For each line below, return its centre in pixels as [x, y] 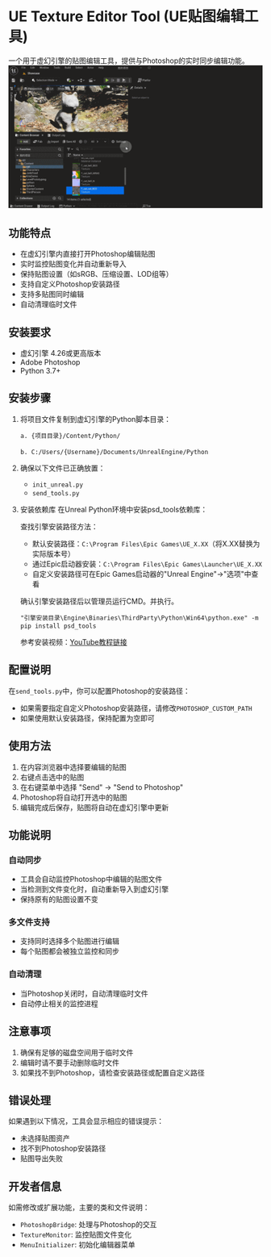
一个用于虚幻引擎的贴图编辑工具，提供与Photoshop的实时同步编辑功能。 [129, 61]
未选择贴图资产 [45, 1138]
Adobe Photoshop [50, 362]
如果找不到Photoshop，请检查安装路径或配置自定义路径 [112, 1072]
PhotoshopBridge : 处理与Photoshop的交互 [88, 1225]
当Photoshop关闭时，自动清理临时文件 [84, 993]
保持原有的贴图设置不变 [59, 900]
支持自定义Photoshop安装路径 [70, 284]
